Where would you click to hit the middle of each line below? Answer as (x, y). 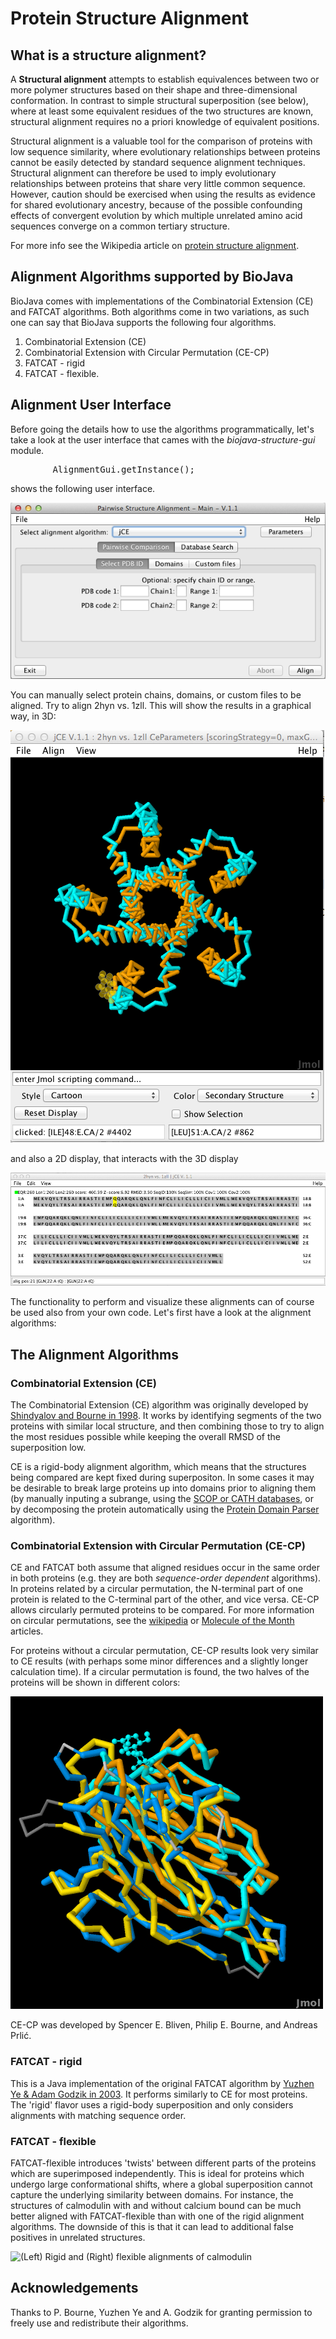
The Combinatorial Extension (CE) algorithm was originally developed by (159, 1405)
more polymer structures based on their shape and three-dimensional (154, 90)
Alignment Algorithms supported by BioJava (152, 277)
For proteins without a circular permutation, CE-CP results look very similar (164, 1651)
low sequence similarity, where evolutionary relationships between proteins (165, 151)
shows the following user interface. (83, 488)
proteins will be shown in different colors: (95, 1683)
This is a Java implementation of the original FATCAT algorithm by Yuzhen (162, 2083)
